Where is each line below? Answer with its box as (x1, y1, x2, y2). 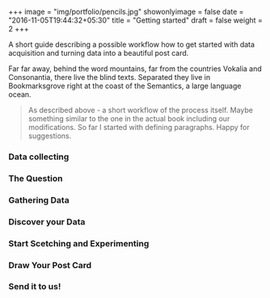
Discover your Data (8, 216, 86, 227)
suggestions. (27, 131, 72, 141)
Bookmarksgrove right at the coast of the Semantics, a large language (8, 81, 242, 90)
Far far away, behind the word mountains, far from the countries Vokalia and (8, 64, 263, 73)
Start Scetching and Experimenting (8, 237, 150, 249)
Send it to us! (8, 281, 61, 292)
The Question (8, 173, 63, 184)
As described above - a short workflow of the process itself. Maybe (27, 105, 253, 115)
